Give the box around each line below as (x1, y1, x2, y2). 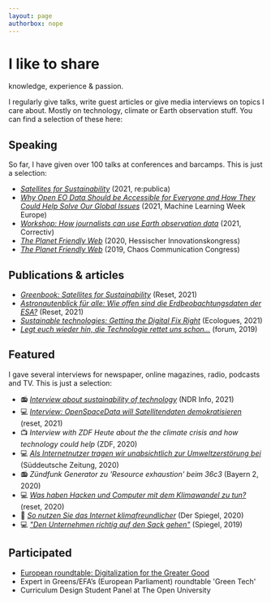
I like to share (8, 55, 100, 73)
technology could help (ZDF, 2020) (19, 439, 138, 448)
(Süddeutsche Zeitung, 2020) (19, 460, 119, 470)
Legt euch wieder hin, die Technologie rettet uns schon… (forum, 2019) (19, 325, 258, 334)
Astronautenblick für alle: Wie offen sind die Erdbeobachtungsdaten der (19, 299, 262, 308)
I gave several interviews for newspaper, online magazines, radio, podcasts (8, 369, 260, 379)
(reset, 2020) (19, 501, 65, 511)
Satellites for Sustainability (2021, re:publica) (19, 184, 170, 194)
